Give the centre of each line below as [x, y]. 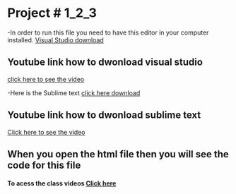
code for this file [44, 165]
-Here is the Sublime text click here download [74, 92]
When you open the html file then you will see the [118, 154]
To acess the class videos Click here [62, 183]
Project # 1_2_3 [52, 13]
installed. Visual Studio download [55, 40]
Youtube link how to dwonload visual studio [105, 62]
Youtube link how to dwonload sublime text [104, 115]
